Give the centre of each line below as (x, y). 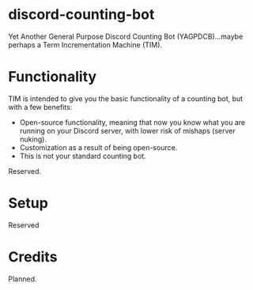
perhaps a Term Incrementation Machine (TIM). (85, 44)
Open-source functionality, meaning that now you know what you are (132, 122)
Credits (33, 257)
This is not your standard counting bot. (83, 156)
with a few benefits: (40, 107)
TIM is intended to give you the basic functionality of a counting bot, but (126, 98)
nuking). (33, 139)
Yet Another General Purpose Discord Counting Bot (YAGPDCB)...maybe (126, 36)
